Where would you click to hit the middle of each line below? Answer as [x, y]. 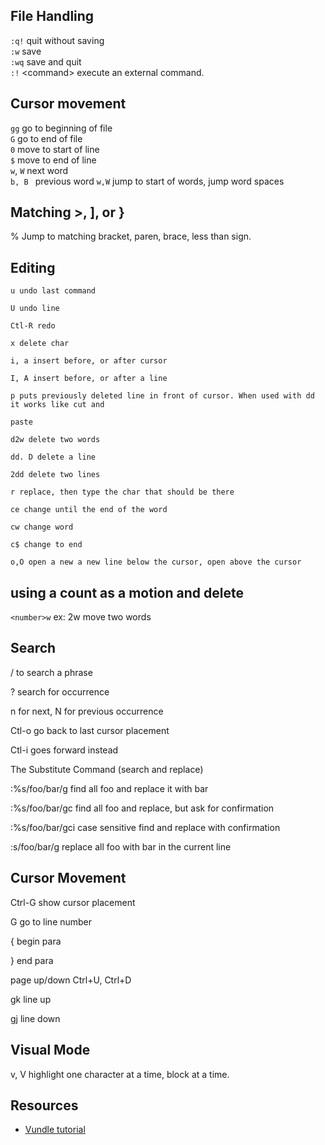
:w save [26, 51]
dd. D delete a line [53, 457]
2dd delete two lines [55, 475]
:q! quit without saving [57, 40]
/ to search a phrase [51, 672]
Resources [44, 1105]
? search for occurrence [60, 691]
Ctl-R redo [33, 326]
